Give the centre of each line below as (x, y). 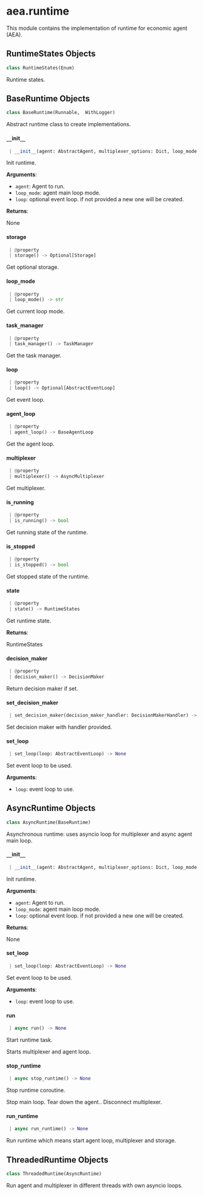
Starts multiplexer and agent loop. (49, 1052)
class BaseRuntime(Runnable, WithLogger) (61, 113)
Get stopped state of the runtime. (48, 577)
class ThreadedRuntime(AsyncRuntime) (54, 1174)
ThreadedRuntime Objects (57, 1160)
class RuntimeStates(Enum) (40, 68)
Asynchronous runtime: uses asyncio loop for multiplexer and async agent (99, 834)
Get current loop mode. (36, 312)
